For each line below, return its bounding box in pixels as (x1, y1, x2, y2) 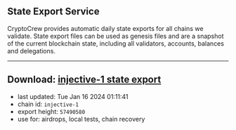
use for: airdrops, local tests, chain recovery (17, 115, 145, 123)
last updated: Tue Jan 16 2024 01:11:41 (17, 92, 129, 100)
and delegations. (7, 46, 56, 55)
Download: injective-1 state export (7, 74, 162, 86)
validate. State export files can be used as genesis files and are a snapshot (7, 32, 224, 40)
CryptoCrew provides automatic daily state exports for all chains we (7, 24, 204, 32)
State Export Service (7, 6, 100, 18)
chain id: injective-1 (17, 100, 79, 108)
